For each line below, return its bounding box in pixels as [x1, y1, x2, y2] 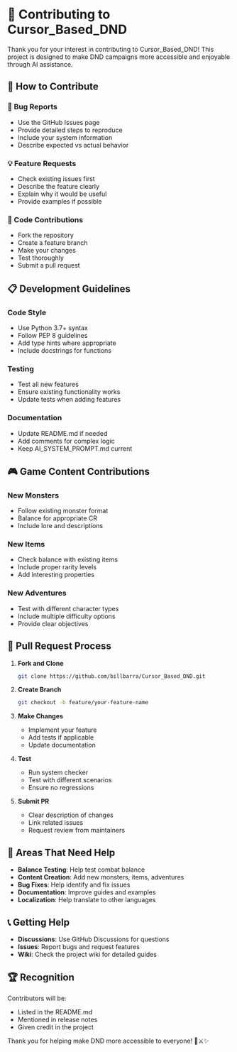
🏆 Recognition [7, 972, 75, 984]
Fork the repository [17, 231, 75, 240]
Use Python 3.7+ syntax [17, 323, 89, 332]
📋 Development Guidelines [7, 283, 131, 295]
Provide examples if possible [17, 197, 102, 205]
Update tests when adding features [17, 395, 121, 404]
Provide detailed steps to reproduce [17, 126, 123, 134]
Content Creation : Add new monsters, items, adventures [17, 873, 184, 882]
